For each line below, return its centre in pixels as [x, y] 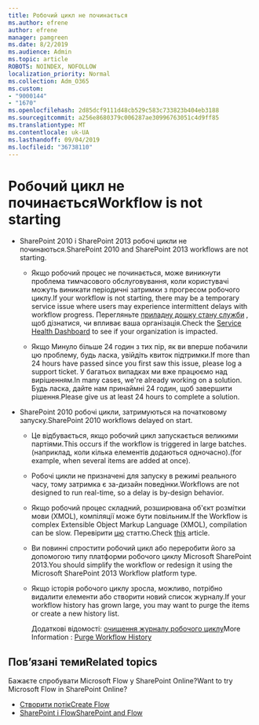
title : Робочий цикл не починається [68, 15]
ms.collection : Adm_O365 [49, 81]
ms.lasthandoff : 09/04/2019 [54, 140]
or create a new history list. [75, 613]
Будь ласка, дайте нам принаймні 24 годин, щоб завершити [132, 388]
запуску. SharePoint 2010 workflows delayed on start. [106, 421]
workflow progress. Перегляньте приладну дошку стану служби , [140, 315]
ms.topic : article [38, 60]
